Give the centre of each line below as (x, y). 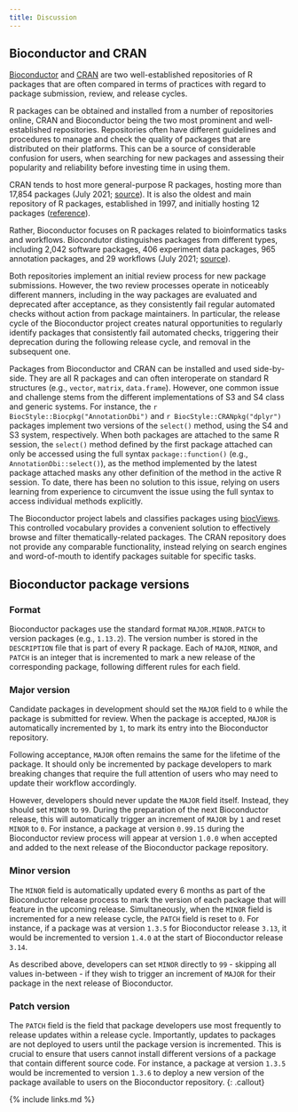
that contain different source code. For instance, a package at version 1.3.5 (148, 1063)
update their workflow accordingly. (73, 783)
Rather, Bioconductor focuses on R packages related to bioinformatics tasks (148, 230)
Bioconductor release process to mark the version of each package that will (148, 899)
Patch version (40, 1006)
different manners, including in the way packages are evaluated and (133, 295)
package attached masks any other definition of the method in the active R (145, 473)
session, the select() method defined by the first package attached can (141, 445)
